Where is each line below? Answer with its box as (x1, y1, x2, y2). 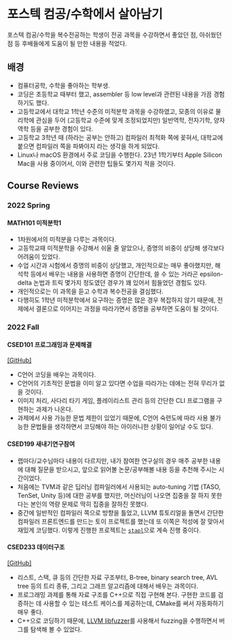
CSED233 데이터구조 (7, 543, 65, 551)
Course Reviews (7, 180, 80, 191)
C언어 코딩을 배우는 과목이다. (17, 370, 96, 379)
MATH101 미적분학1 (7, 218, 62, 227)
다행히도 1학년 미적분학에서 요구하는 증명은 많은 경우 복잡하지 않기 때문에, (17, 296, 216, 304)
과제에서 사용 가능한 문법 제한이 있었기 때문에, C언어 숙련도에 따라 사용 (17, 414, 208, 422)
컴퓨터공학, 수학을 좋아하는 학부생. (17, 81, 110, 89)
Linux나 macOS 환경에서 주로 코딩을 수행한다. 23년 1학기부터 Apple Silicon (17, 150, 223, 159)
